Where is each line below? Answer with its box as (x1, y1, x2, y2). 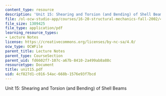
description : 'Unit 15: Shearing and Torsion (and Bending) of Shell (5, 12, 152, 17)
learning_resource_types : (5, 30, 58, 35)
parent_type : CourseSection (5, 53, 63, 58)
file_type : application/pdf (5, 26, 63, 31)
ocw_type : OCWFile (5, 44, 43, 49)
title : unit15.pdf (5, 67, 43, 72)
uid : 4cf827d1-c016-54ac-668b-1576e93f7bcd (5, 72, 96, 77)
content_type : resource (5, 7, 54, 12)
